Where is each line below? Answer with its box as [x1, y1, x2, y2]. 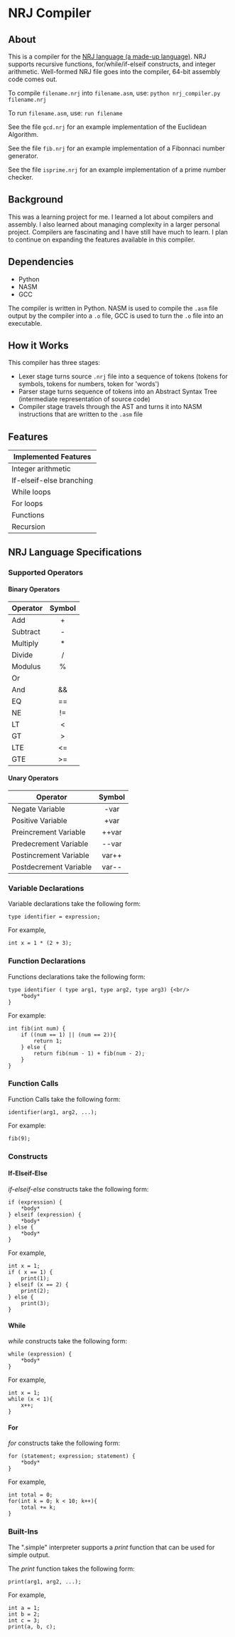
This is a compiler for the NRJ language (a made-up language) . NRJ [8, 52, 207, 61]
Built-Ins [8, 1527, 38, 1537]
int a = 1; [8, 1604, 40, 1611]
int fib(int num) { [8, 1025, 66, 1032]
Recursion [11, 522, 45, 532]
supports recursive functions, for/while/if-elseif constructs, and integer [8, 60, 216, 68]
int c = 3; [8, 1616, 40, 1624]
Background [8, 194, 63, 206]
